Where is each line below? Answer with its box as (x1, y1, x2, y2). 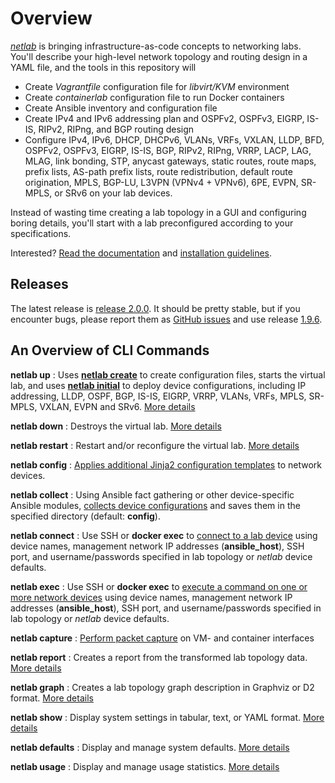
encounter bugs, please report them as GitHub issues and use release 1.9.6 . (10, 313, 323, 325)
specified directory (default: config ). (10, 510, 161, 522)
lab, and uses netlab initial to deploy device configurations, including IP (10, 379, 307, 391)
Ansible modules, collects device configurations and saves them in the (10, 499, 301, 511)
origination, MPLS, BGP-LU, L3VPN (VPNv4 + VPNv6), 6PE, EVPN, (24, 176, 299, 188)
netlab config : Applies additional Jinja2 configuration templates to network (10, 458, 322, 471)
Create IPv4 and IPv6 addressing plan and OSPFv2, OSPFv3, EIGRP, (24, 112, 305, 124)
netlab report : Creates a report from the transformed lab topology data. (10, 651, 308, 663)
